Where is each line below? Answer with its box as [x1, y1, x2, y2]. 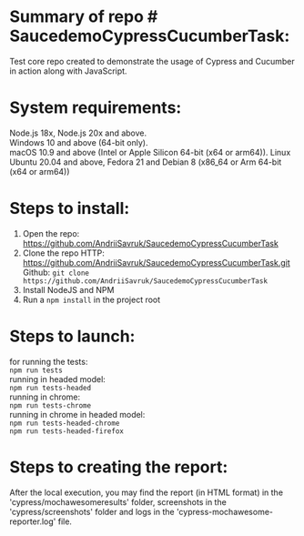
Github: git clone [22, 267, 89, 278]
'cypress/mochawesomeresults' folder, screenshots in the [9, 496, 228, 507]
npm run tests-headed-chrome [9, 419, 120, 428]
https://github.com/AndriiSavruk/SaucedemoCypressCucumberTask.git [22, 257, 290, 268]
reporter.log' [9, 516, 56, 527]
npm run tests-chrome [9, 400, 92, 410]
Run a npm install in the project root [22, 294, 161, 305]
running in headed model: [9, 373, 106, 384]
